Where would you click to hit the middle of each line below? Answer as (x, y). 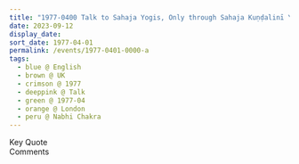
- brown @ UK (41, 76)
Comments (29, 152)
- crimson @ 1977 (49, 84)
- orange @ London (52, 109)
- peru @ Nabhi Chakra (59, 117)
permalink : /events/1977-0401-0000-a (79, 51)
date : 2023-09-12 (41, 26)
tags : (19, 59)
